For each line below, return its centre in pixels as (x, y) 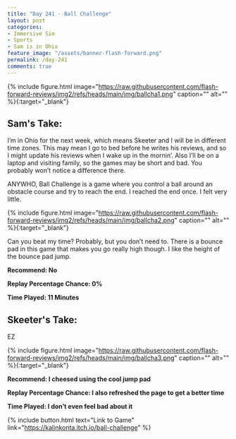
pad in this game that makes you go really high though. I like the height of (114, 249)
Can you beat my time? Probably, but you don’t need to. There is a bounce (115, 241)
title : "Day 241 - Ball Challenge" (60, 14)
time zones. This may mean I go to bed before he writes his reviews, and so (117, 148)
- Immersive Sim (31, 34)
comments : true (30, 66)
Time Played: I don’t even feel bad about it (70, 407)
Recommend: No (32, 270)
